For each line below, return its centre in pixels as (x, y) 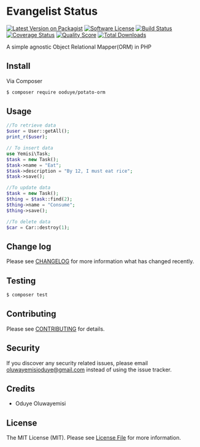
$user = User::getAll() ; (38, 131)
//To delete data (29, 222)
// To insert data (30, 148)
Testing (21, 281)
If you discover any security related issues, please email (77, 363)
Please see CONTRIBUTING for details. (56, 329)
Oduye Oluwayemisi (40, 403)
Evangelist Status (52, 11)
